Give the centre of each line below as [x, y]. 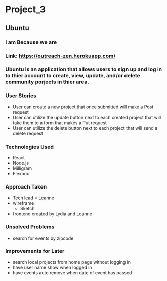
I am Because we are [31, 42]
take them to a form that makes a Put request [60, 123]
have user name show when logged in [52, 267]
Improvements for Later [35, 251]
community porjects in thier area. [47, 82]
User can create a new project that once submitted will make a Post [83, 107]
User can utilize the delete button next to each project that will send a [85, 128]
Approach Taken [26, 186]
